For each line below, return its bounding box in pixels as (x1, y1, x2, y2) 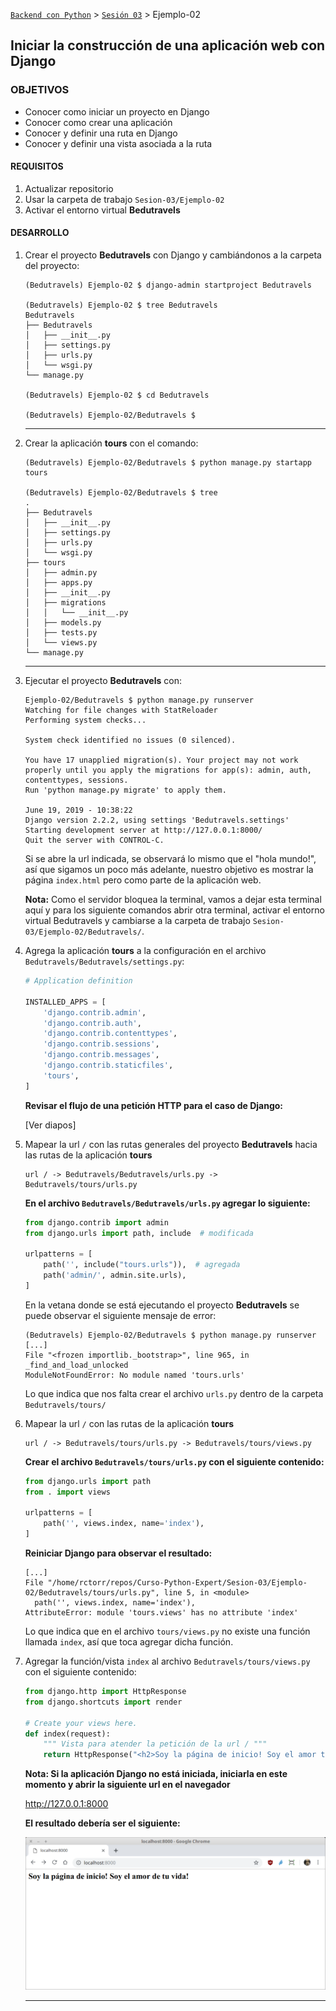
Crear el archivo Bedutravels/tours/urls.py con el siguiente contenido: (24, 1455, 325, 1468)
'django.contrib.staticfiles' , (43, 1060, 174, 1071)
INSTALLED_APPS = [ (24, 997, 107, 1007)
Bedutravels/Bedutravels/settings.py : (24, 955, 185, 968)
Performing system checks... (24, 715, 147, 726)
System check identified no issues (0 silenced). (24, 735, 237, 746)
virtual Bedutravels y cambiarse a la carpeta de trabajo (24, 915, 251, 927)
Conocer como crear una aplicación (24, 116, 173, 128)
